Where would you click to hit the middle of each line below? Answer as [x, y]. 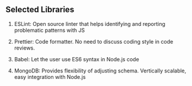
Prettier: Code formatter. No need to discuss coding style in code [94, 41]
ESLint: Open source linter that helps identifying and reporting [89, 24]
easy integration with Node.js [50, 77]
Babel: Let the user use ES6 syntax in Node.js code [77, 59]
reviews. [24, 48]
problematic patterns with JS [49, 30]
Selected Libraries [40, 10]
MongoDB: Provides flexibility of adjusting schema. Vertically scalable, [100, 71]
